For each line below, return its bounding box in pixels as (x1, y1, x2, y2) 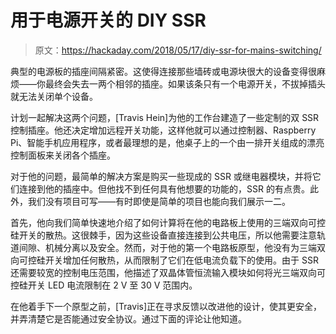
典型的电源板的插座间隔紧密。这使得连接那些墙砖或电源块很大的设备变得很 (10, 65, 317, 77)
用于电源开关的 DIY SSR (10, 9, 207, 32)
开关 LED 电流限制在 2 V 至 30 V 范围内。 (27, 279, 198, 291)
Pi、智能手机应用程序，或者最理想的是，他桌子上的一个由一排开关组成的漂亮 (10, 136, 325, 148)
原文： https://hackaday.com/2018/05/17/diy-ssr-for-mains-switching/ (34, 44, 322, 56)
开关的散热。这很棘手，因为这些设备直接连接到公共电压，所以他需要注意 (18, 229, 317, 241)
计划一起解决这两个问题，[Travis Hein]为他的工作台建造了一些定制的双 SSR (10, 111, 320, 123)
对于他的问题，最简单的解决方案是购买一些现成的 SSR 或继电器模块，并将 (10, 170, 313, 182)
